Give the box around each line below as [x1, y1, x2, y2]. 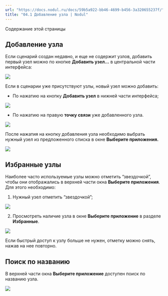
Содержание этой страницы [5, 26, 66, 32]
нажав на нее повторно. [5, 243, 57, 249]
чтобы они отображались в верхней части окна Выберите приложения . [5, 179, 160, 185]
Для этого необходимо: [5, 184, 56, 190]
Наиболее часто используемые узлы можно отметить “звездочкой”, [5, 174, 151, 180]
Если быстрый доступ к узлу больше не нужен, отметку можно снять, [5, 237, 155, 243]
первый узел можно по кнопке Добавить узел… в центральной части [5, 59, 155, 65]
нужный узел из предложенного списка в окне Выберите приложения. [5, 136, 159, 143]
